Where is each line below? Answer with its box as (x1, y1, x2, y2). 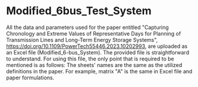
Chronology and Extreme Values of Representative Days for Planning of (6, 30, 181, 37)
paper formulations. (6, 74, 55, 81)
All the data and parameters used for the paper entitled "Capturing (6, 24, 169, 31)
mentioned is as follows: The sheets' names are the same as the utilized (6, 61, 183, 69)
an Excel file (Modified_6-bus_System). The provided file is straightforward (6, 49, 189, 56)
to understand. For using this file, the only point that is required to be (6, 55, 174, 62)
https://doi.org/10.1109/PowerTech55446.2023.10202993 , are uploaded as (6, 43, 188, 50)
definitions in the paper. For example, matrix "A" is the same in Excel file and (6, 67, 193, 75)
